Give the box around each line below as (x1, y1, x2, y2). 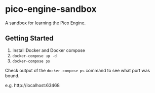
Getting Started (5, 34, 54, 43)
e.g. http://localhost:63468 (5, 82, 60, 88)
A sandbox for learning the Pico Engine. (5, 20, 86, 26)
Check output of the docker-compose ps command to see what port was (5, 67, 150, 73)
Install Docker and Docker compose (12, 47, 85, 53)
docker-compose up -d (12, 53, 57, 58)
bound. (5, 73, 20, 79)
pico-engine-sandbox (5, 3, 97, 15)
